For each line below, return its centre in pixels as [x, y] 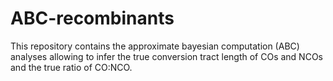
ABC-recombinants [92, 18]
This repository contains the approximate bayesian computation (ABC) [155, 46]
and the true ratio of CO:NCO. [71, 67]
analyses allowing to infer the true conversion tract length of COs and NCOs [166, 56]
